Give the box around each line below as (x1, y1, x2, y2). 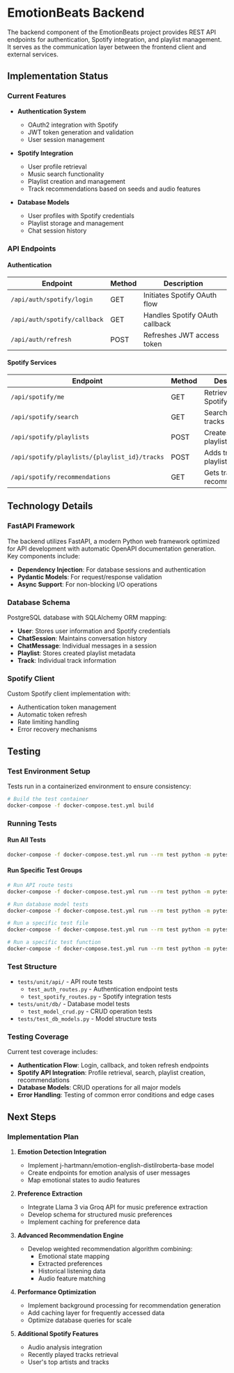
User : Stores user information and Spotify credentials (17, 627, 171, 635)
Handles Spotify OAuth (143, 310, 218, 320)
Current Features (7, 91, 67, 101)
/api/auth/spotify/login (10, 295, 93, 304)
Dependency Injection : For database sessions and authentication (17, 565, 206, 574)
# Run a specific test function (7, 939, 101, 946)
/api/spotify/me (10, 393, 65, 401)
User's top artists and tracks (27, 1358, 109, 1366)
